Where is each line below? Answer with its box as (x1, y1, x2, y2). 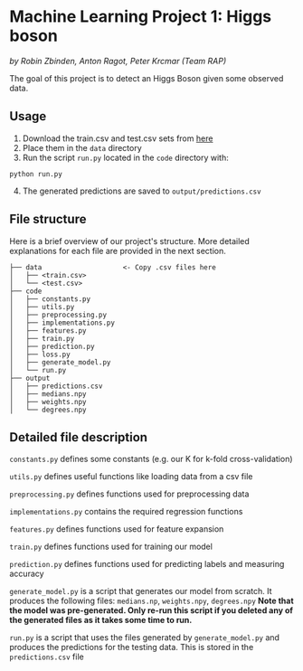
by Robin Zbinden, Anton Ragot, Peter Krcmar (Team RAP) (9, 55, 227, 66)
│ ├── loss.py (9, 350, 71, 359)
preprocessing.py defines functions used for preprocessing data (9, 488, 250, 499)
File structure (9, 212, 87, 227)
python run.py (9, 169, 63, 178)
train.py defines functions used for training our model (9, 541, 213, 553)
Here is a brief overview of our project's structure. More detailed (9, 235, 251, 246)
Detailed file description (9, 430, 147, 445)
